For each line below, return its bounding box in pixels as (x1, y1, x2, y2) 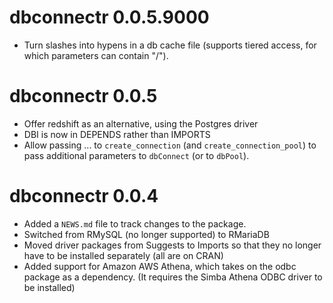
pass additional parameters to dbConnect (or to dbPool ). (23, 149, 250, 161)
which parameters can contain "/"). (23, 49, 169, 61)
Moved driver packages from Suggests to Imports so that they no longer (23, 239, 322, 251)
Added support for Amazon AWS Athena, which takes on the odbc (23, 260, 297, 272)
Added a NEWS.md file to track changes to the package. (23, 217, 247, 230)
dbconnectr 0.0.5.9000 (9, 6, 210, 29)
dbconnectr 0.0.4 (9, 185, 159, 208)
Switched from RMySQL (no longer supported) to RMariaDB (23, 228, 270, 240)
